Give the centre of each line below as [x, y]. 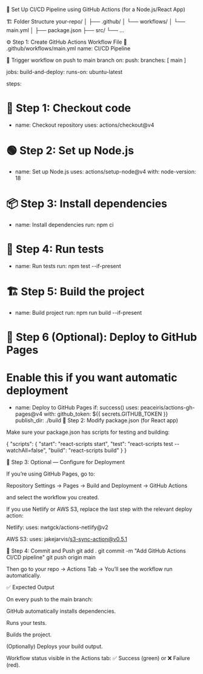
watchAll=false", [27, 450]
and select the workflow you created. [53, 497]
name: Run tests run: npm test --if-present [68, 266]
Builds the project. [29, 635]
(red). [13, 665]
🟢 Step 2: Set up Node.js [70, 151]
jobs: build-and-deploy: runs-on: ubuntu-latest [65, 72]
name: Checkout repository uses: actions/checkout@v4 [85, 125]
